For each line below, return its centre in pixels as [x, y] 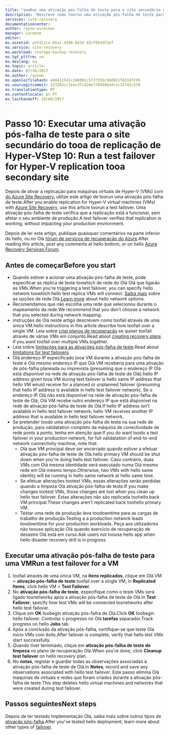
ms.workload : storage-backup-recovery [46, 52]
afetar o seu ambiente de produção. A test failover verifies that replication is [83, 218]
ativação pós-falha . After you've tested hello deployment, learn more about [82, 721]
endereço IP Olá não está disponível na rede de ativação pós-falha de [85, 395]
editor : [13, 38]
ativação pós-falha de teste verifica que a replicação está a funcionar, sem [83, 213]
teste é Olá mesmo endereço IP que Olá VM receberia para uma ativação [88, 363]
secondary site [37, 177]
